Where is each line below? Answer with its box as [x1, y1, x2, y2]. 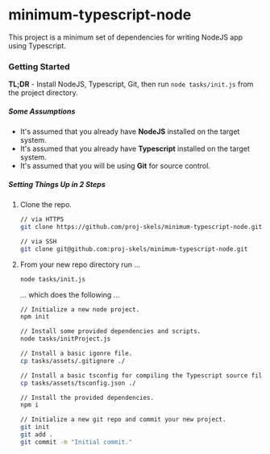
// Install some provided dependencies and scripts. [19, 327, 201, 335]
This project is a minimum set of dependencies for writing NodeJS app [8, 32, 243, 42]
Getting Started [8, 60, 70, 72]
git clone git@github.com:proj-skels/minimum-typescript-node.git [19, 244, 248, 253]
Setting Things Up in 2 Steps [8, 179, 106, 189]
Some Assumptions [8, 106, 76, 116]
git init [19, 423, 50, 431]
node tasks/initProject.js [19, 335, 111, 344]
